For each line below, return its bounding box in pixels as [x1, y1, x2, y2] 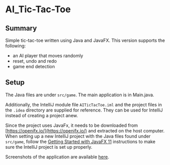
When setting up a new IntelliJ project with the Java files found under [5, 133, 151, 139]
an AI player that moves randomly [12, 52, 83, 59]
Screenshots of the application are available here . [5, 154, 109, 160]
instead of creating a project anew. [5, 112, 78, 118]
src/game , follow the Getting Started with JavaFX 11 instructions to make [5, 139, 156, 145]
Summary [5, 24, 37, 33]
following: [5, 43, 26, 49]
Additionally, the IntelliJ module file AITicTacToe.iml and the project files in [5, 101, 162, 107]
